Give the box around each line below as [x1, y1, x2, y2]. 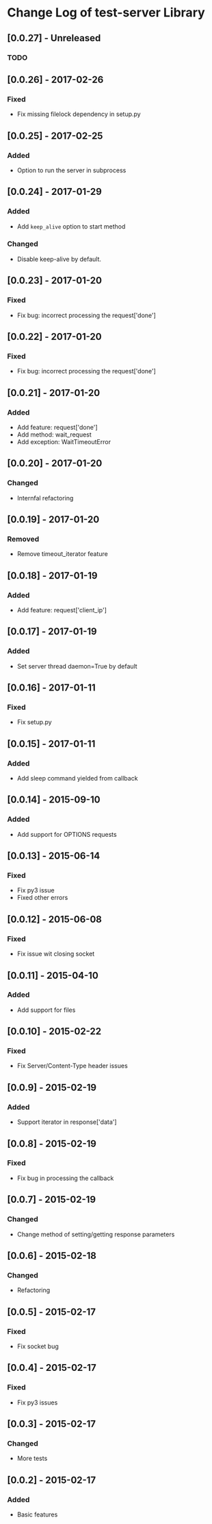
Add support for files [16, 1006, 76, 1014]
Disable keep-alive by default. [16, 255, 101, 263]
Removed [7, 534, 40, 544]
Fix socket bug [16, 1342, 59, 1350]
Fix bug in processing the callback [16, 1174, 114, 1182]
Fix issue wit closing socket [16, 949, 95, 958]
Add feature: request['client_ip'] [16, 605, 107, 614]
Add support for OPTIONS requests [16, 830, 118, 838]
